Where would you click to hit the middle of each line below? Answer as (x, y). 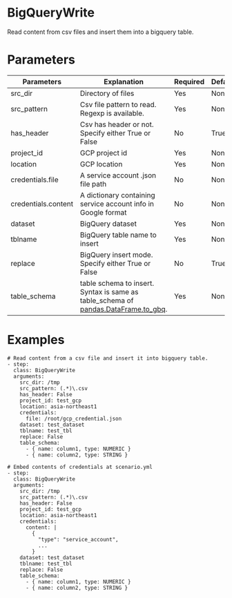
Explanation (123, 81)
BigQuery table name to (118, 235)
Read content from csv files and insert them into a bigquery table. (100, 32)
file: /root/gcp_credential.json (74, 418)
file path (93, 184)
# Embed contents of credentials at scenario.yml (80, 467)
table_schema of (107, 300)
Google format (103, 212)
